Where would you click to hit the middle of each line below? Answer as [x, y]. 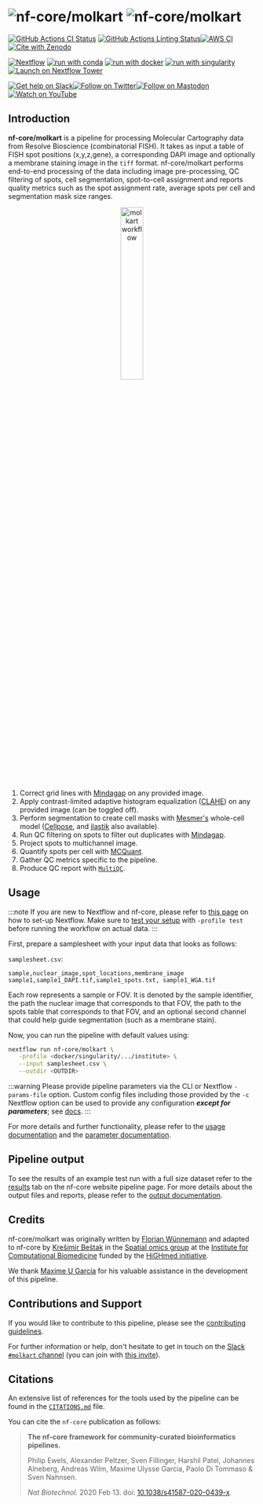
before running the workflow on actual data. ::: [83, 928]
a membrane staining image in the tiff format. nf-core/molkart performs [126, 163]
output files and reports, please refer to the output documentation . [115, 1195]
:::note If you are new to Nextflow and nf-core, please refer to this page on [128, 912]
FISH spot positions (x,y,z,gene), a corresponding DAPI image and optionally [132, 154]
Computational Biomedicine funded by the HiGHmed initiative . [108, 1255]
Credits [27, 1220]
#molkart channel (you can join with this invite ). [84, 1355]
